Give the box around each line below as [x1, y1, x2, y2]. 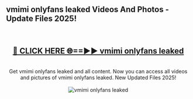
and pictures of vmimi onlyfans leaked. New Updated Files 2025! [20, 74, 177, 81]
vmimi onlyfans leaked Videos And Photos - [6, 5, 170, 15]
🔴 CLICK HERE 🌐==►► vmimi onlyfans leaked [12, 46, 184, 56]
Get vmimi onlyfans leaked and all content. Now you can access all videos [9, 68, 188, 75]
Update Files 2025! [6, 14, 77, 24]
